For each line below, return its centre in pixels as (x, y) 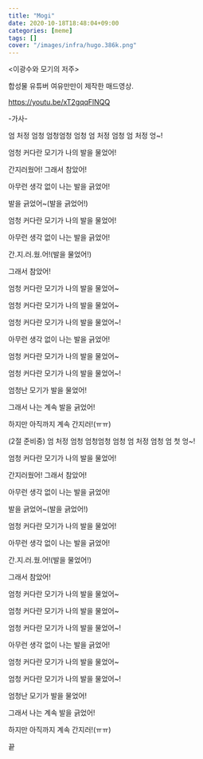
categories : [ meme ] (41, 30)
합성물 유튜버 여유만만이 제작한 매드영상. (71, 86)
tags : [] (23, 38)
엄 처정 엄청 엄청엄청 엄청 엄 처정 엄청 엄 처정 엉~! (86, 136)
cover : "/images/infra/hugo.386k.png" (72, 46)
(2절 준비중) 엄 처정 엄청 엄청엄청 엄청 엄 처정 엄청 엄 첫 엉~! (102, 441)
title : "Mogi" (32, 16)
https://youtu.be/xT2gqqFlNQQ (59, 102)
